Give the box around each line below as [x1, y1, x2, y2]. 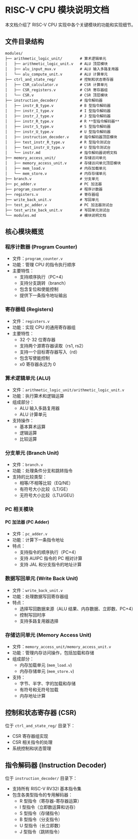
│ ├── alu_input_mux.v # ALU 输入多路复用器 [5, 66, 119, 71]
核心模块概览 [5, 227, 44, 236]
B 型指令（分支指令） [19, 816, 63, 822]
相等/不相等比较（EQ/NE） [19, 480, 74, 486]
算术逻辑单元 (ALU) [5, 374, 51, 381]
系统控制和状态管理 [12, 745, 52, 751]
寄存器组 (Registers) [5, 306, 54, 313]
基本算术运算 [19, 424, 46, 430]
